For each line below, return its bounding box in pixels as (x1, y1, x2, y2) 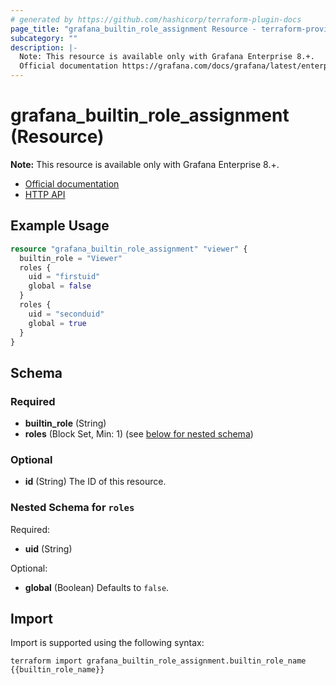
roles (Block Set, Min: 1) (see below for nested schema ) (24, 428, 254, 440)
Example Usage (10, 217, 110, 235)
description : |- (10, 42, 78, 53)
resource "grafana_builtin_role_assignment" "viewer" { (10, 244, 248, 254)
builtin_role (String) (24, 417, 107, 430)
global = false (28, 281, 92, 291)
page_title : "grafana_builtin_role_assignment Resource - (10, 24, 257, 34)
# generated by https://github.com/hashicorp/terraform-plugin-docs (10, 14, 302, 25)
